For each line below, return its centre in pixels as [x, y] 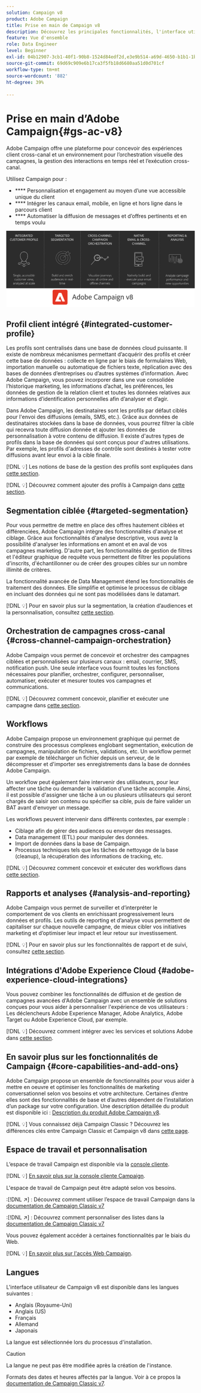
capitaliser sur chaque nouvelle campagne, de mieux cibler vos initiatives [96, 927]
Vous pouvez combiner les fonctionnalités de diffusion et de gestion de [94, 994]
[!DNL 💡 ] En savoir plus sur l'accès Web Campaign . [69, 1253]
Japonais [26, 1330]
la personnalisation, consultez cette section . [60, 612]
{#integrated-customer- [127, 324]
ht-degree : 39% [25, 82]
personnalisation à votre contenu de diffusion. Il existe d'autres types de [95, 436]
